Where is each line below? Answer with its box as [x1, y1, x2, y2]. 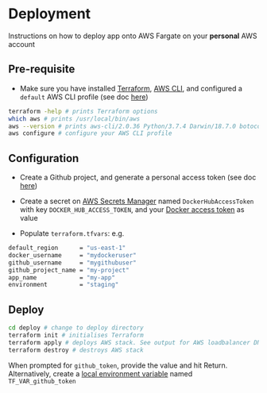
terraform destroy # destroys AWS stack [8, 346, 145, 354]
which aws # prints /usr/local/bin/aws [8, 114, 141, 123]
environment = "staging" [8, 281, 119, 289]
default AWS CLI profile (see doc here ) [19, 92, 149, 102]
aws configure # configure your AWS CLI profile [8, 129, 172, 137]
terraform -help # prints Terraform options [8, 107, 158, 115]
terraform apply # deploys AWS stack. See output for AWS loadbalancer [8, 338, 250, 346]
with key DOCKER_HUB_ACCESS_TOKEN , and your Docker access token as [19, 205, 245, 214]
